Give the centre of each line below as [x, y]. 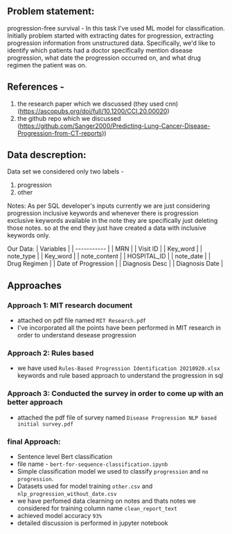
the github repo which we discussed [69, 118]
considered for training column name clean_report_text [97, 508]
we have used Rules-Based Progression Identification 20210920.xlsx [118, 368]
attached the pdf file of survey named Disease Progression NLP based [117, 417]
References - [36, 87]
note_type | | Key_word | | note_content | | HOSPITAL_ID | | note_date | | [109, 256]
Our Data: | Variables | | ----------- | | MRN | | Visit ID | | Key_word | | [105, 249]
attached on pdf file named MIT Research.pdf [82, 320]
